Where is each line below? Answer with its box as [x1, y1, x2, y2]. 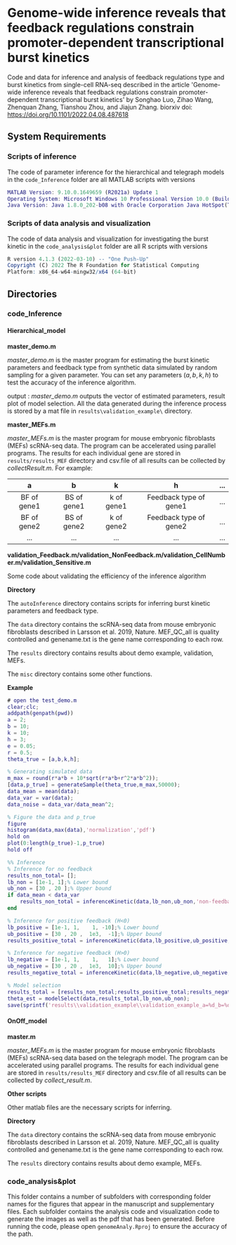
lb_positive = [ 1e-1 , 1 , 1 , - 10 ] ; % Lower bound [7, 924, 159, 931]
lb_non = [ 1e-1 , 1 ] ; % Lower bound [7, 878, 109, 886]
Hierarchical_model [7, 327, 66, 335]
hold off [7, 847, 33, 854]
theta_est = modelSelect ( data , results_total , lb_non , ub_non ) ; [7, 995, 190, 1002]
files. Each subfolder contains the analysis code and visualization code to [7, 1207, 220, 1215]
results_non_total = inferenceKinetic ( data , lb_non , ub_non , [20, 898, 197, 906]
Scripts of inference [7, 152, 77, 162]
